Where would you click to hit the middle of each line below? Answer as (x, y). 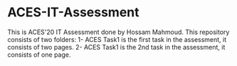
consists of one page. (39, 55)
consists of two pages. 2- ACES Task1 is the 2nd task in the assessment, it (116, 47)
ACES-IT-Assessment (74, 12)
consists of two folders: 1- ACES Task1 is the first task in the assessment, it (117, 39)
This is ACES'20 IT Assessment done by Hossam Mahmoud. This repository (118, 32)
